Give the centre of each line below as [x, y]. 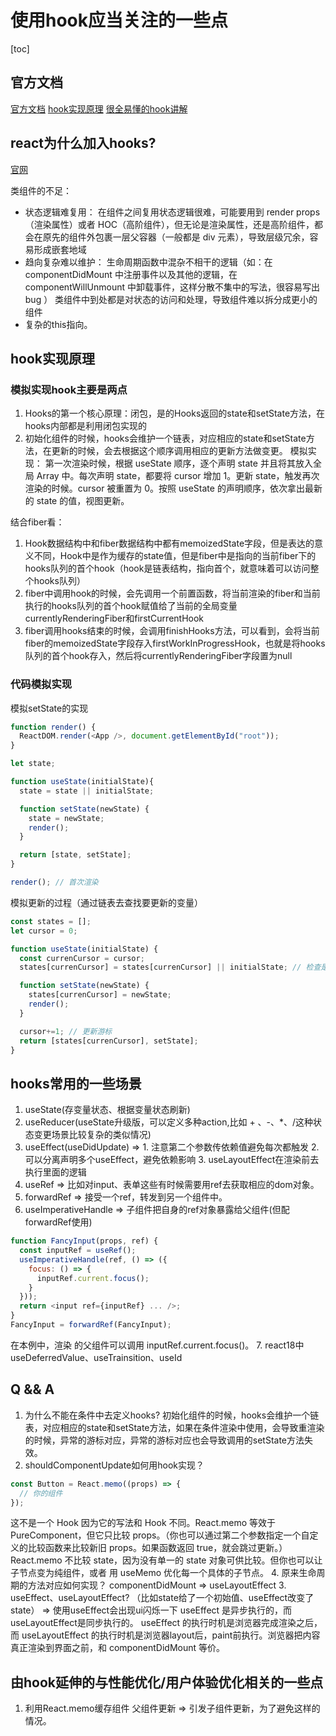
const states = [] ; [51, 921]
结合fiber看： [37, 522]
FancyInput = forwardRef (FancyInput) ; [91, 1325]
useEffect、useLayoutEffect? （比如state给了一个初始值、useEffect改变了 [162, 1598]
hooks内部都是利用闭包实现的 [85, 426]
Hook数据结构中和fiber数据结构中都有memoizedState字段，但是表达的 [169, 543]
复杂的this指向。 [58, 324]
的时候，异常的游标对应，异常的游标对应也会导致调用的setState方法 [164, 1440]
